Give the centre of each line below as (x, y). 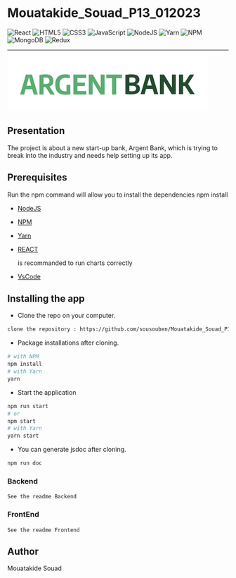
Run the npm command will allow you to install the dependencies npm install (118, 195)
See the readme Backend (42, 497)
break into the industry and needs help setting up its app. (90, 155)
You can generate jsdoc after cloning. (72, 450)
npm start (22, 421)
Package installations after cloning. (68, 343)
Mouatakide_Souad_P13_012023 (104, 13)
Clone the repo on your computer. (66, 316)
